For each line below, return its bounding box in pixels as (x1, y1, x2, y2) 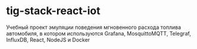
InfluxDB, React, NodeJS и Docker (6, 36, 90, 43)
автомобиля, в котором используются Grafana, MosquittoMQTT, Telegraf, (6, 30, 191, 37)
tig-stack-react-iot (6, 4, 101, 18)
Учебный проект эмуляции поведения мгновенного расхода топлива (6, 24, 182, 31)
